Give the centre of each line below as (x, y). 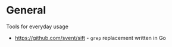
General (26, 10)
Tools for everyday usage (37, 26)
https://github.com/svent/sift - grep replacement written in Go (90, 38)
